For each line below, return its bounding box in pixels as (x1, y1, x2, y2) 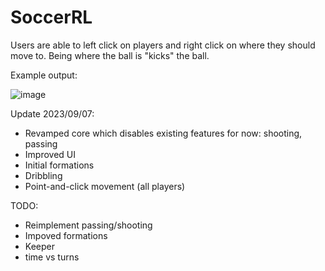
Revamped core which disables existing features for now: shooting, (24, 127, 303, 139)
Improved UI (24, 148, 76, 160)
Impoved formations (24, 229, 108, 241)
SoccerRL (10, 6, 93, 29)
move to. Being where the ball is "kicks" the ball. (10, 49, 210, 61)
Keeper (24, 240, 55, 252)
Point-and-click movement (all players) (24, 180, 186, 192)
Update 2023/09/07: (10, 107, 95, 120)
